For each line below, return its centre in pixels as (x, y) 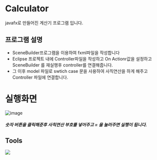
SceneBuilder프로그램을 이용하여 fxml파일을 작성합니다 (66, 53)
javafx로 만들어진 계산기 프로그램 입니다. (44, 23)
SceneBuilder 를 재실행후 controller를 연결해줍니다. (62, 65)
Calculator (27, 9)
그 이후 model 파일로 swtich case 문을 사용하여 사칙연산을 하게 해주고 (80, 71)
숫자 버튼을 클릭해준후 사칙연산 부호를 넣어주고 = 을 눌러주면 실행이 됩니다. (76, 125)
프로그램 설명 (24, 40)
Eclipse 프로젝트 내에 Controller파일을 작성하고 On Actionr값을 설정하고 (82, 59)
